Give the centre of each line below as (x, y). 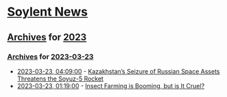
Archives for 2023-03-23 (50, 57)
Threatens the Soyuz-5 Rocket (60, 79)
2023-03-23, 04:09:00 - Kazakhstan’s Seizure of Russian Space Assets (118, 71)
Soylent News (47, 12)
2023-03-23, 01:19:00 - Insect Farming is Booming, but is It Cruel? (111, 85)
